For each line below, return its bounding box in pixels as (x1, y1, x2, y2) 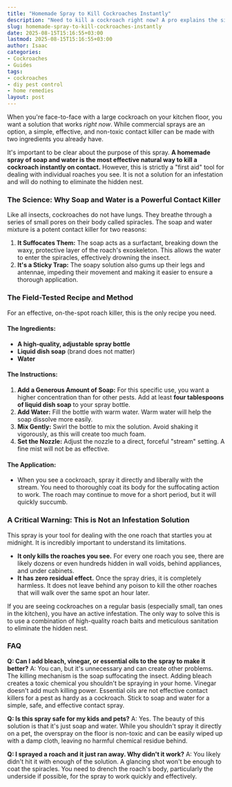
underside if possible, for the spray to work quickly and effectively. (7, 772, 197, 780)
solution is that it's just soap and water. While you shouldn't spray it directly (7, 721, 222, 730)
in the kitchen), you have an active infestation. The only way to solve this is (7, 609, 220, 617)
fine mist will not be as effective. (17, 444, 110, 453)
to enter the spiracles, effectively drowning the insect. (17, 253, 171, 262)
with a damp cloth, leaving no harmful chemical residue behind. (7, 736, 188, 745)
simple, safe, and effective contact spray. (7, 700, 125, 709)
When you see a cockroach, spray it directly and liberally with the (17, 476, 204, 485)
